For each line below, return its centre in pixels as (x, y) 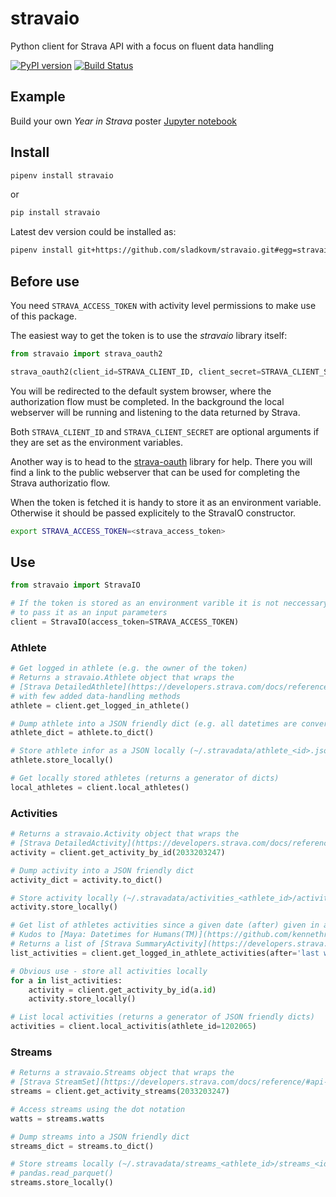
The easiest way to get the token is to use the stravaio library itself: (149, 335)
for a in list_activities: (66, 980)
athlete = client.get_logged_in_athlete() (100, 705)
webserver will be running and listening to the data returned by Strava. (155, 412)
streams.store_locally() (62, 1183)
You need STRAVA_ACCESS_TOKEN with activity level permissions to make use (163, 305)
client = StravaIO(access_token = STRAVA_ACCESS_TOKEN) (125, 622)
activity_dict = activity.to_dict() (86, 880)
